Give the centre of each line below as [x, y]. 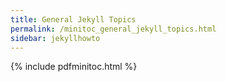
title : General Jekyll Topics [73, 19]
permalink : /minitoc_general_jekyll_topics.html [113, 29]
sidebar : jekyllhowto [55, 38]
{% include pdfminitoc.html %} [74, 67]
